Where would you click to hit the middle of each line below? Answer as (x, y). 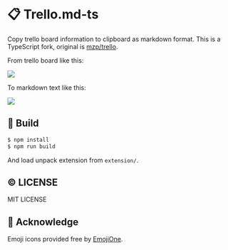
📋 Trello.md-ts (53, 15)
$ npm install (28, 140)
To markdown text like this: (47, 88)
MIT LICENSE (27, 199)
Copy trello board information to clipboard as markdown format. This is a (114, 39)
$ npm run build (31, 146)
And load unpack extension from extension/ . (73, 160)
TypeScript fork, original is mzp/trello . (63, 46)
